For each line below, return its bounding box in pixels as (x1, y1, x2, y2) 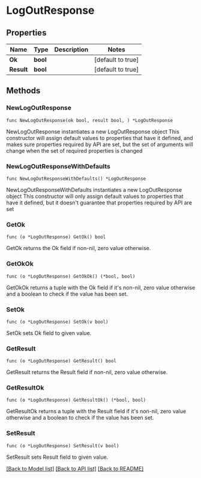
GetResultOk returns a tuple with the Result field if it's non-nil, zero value (6, 408, 187, 415)
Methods (6, 85, 41, 96)
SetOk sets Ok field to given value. (6, 329, 92, 337)
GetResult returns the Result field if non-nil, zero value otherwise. (6, 369, 168, 376)
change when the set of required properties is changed (6, 147, 143, 154)
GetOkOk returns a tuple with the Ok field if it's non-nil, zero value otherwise (6, 284, 196, 291)
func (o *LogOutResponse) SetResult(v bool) (6, 443, 119, 449)
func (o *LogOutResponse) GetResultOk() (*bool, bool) (6, 397, 146, 403)
